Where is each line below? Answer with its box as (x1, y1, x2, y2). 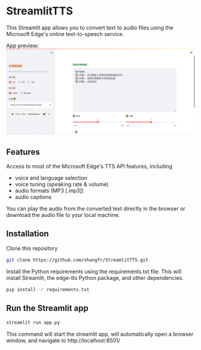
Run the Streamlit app (6, 303, 89, 313)
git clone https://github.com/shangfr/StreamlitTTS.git (6, 257, 148, 263)
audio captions (14, 194, 52, 201)
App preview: (6, 42, 39, 49)
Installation (6, 229, 49, 239)
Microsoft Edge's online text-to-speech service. (6, 30, 124, 37)
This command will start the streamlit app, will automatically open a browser (6, 331, 194, 338)
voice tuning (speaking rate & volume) (14, 181, 109, 188)
